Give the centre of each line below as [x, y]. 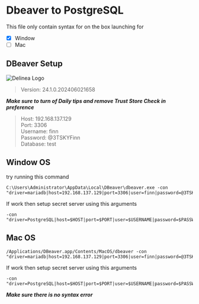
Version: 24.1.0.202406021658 [58, 89]
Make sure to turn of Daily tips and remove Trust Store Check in [86, 101]
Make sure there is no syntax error [49, 295]
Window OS [28, 162]
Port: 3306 [34, 125]
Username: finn [39, 131]
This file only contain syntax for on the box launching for [75, 27]
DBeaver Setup [35, 64]
